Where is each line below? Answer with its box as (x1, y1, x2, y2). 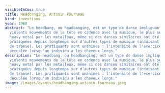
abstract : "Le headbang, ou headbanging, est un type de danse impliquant (5, 26, 162, 31)
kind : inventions (5, 16, 41, 21)
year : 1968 (5, 21, 27, 26)
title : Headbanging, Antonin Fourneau (5, 12, 84, 17)
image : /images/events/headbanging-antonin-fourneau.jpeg (5, 80, 126, 85)
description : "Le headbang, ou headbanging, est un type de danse (5, 53, 144, 58)
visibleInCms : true (5, 7, 45, 12)
